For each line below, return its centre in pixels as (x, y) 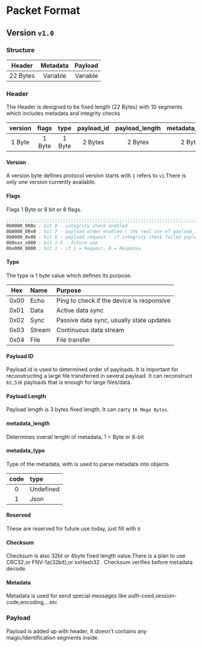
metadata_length (28, 424)
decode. (17, 569)
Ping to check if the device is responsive (113, 301)
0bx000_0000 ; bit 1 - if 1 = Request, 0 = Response (74, 248)
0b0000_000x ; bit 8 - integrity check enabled (67, 226)
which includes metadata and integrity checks (63, 113)
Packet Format (43, 11)
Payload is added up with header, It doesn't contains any (77, 631)
